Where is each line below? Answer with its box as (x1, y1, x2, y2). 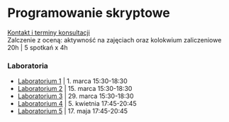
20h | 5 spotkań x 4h (7, 43, 69, 51)
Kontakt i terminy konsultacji (7, 28, 90, 37)
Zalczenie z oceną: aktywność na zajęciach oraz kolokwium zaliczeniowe (7, 35, 222, 44)
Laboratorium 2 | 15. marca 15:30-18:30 (17, 85, 133, 93)
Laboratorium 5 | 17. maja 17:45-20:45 (17, 107, 128, 116)
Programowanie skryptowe (7, 5, 170, 21)
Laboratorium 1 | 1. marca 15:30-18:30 (17, 77, 128, 85)
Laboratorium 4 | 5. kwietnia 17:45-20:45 (17, 99, 137, 108)
